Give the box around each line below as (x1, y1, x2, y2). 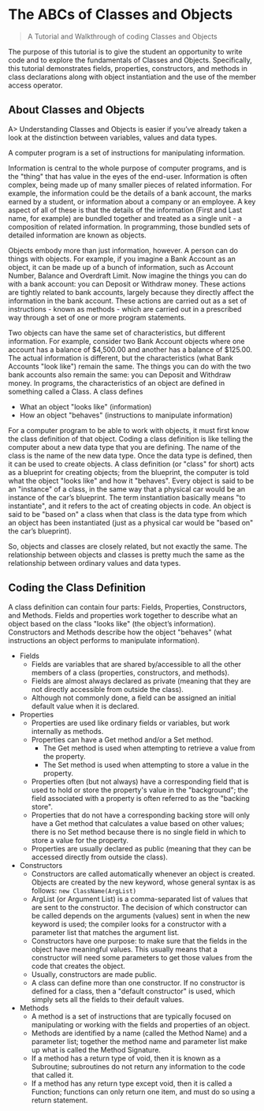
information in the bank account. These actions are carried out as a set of (8, 296, 247, 305)
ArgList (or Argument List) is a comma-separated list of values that (31, 894, 248, 903)
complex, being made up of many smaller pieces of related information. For (8, 180, 252, 189)
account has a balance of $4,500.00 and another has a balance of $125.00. (8, 345, 253, 354)
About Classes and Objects (8, 103, 145, 117)
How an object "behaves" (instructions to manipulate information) (19, 410, 233, 420)
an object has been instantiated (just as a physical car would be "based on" (8, 518, 254, 527)
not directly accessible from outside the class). (31, 684, 184, 694)
